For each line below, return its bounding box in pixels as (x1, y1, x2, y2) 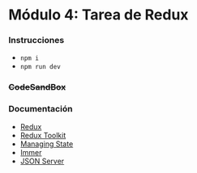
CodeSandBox (8, 82, 66, 93)
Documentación (8, 103, 73, 115)
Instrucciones (8, 35, 65, 46)
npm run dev (19, 63, 61, 71)
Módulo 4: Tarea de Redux (8, 6, 189, 24)
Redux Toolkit (19, 130, 66, 140)
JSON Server (19, 156, 65, 166)
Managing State (19, 139, 74, 149)
